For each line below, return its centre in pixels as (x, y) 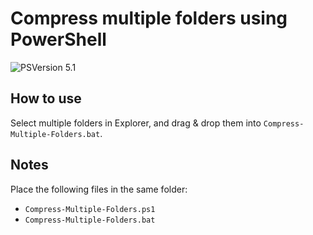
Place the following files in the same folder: (99, 189)
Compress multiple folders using (149, 18)
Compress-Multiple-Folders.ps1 (90, 209)
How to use (46, 98)
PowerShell (58, 39)
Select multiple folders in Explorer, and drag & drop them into (136, 123)
